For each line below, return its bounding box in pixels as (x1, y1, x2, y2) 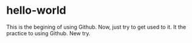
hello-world (6, 4, 67, 17)
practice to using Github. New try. (6, 29, 91, 36)
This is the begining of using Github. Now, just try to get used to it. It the (6, 23, 187, 30)
